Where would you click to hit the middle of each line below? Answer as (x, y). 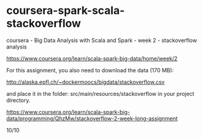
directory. (18, 100)
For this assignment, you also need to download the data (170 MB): (90, 70)
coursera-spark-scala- (66, 11)
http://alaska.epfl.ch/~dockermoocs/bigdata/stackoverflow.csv (86, 82)
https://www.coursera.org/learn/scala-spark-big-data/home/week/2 (92, 58)
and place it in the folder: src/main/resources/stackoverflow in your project (100, 93)
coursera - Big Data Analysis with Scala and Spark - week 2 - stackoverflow (101, 40)
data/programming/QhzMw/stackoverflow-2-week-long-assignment (92, 118)
